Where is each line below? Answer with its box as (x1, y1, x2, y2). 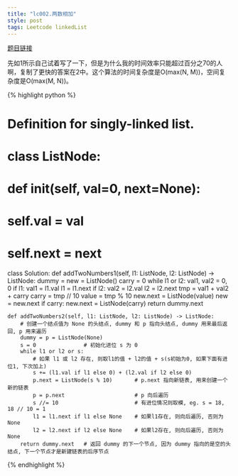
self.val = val (7, 214, 84, 229)
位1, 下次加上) (7, 363, 48, 370)
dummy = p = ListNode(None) (20, 334, 103, 341)
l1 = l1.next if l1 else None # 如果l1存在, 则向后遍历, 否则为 (33, 413, 224, 421)
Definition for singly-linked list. (7, 116, 195, 132)
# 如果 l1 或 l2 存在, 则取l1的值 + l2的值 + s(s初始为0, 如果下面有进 (33, 355, 228, 362)
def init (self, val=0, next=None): (7, 180, 201, 197)
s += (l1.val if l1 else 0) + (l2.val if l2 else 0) (33, 370, 193, 377)
